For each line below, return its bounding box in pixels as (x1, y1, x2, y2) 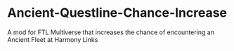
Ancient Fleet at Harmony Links (7, 35, 98, 43)
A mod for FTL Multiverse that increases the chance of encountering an (7, 28, 214, 36)
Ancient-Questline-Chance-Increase (7, 5, 227, 21)
